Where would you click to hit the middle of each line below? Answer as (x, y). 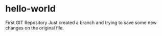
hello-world (31, 9)
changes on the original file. (34, 27)
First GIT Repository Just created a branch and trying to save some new (81, 22)
